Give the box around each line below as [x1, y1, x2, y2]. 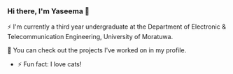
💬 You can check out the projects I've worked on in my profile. [7, 46, 187, 54]
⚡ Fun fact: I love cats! [17, 60, 82, 68]
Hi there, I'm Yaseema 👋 [7, 6, 90, 16]
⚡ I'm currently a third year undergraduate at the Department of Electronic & [7, 22, 226, 31]
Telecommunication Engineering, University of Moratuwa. [7, 33, 174, 41]
